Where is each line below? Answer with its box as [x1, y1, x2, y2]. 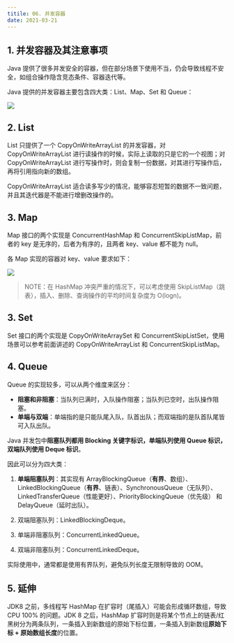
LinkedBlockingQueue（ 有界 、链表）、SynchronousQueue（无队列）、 [17, 483, 217, 491]
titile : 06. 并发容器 [7, 10, 66, 17]
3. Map [7, 211, 38, 224]
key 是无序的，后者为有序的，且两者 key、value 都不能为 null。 [20, 239, 202, 248]
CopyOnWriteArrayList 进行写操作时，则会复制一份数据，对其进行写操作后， [7, 159, 226, 167]
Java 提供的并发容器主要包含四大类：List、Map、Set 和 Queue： [7, 88, 194, 96]
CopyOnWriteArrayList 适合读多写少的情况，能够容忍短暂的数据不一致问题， [7, 182, 226, 191]
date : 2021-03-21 [7, 17, 58, 24]
